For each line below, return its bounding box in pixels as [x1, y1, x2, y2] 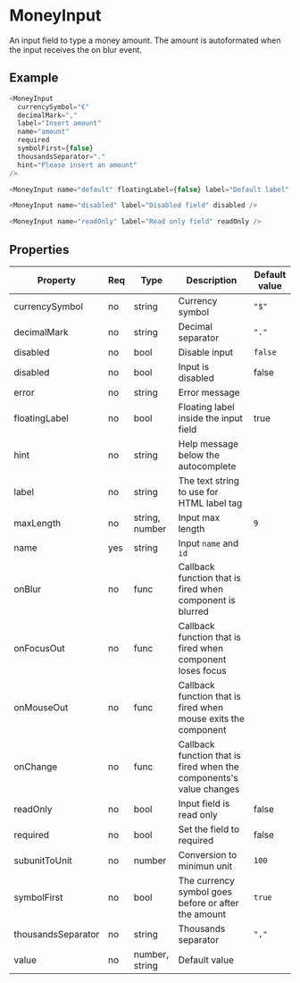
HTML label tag [178, 497, 243, 509]
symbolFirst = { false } [17, 144, 94, 153]
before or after [178, 896, 239, 909]
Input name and [178, 537, 239, 550]
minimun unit [178, 860, 233, 872]
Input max [178, 511, 221, 524]
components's [178, 771, 238, 784]
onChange [13, 760, 58, 773]
